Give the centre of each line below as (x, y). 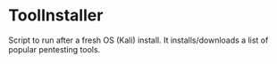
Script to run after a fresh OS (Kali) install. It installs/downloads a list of (138, 40)
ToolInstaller (56, 16)
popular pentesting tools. (55, 49)
